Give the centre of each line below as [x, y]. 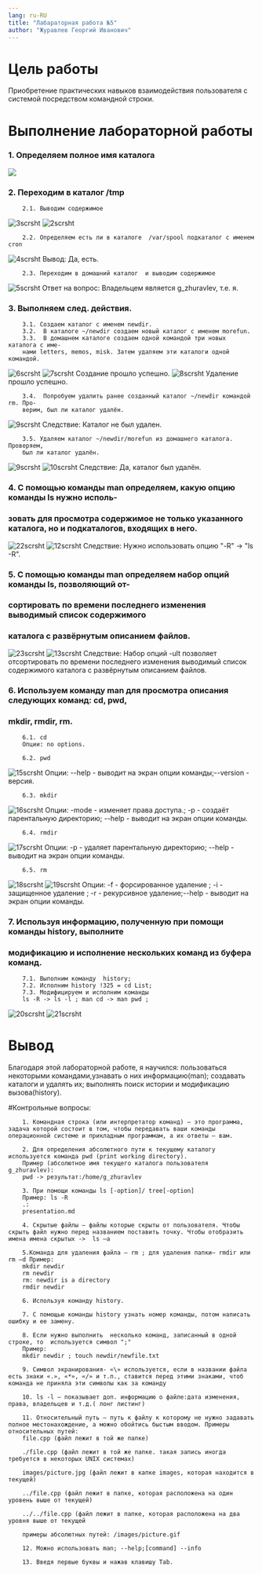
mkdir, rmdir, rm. [40, 721]
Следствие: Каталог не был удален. [102, 424]
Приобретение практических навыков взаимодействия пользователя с [128, 90]
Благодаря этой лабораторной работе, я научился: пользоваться [118, 1068]
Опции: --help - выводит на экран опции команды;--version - [147, 772]
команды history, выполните [66, 931]
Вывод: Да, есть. [71, 259]
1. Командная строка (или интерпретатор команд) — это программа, [133, 1122]
